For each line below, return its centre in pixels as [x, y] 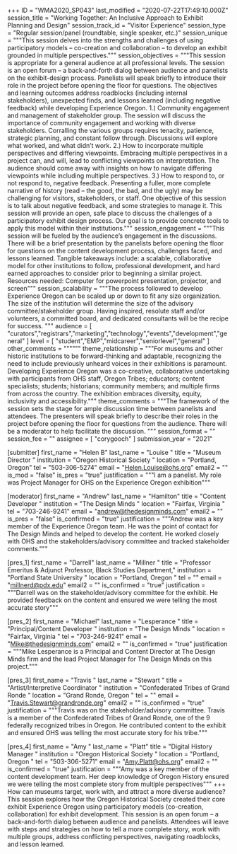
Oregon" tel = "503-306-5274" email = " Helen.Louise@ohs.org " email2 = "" [117, 467]
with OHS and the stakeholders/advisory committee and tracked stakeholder [119, 541]
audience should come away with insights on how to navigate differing [110, 168]
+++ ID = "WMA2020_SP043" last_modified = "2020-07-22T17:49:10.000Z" [118, 10]
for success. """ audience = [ [50, 326]
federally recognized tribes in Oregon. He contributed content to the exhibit [117, 725]
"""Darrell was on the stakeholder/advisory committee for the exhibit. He [113, 593]
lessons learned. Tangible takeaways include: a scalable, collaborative [109, 258]
